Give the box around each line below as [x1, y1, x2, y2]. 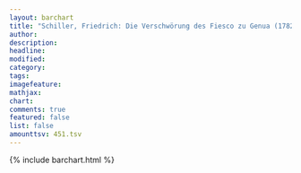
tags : [9, 72, 30, 81]
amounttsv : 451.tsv [9, 130, 82, 139]
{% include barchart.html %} [9, 154, 115, 165]
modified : [9, 55, 47, 64]
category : [9, 64, 47, 73]
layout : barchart [9, 13, 74, 22]
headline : [9, 47, 47, 56]
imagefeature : [9, 80, 63, 89]
